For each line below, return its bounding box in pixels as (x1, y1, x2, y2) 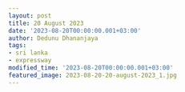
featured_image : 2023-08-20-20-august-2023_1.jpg (8, 71, 178, 79)
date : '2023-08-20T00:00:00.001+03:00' (8, 26, 142, 34)
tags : (8, 42, 26, 50)
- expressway (8, 57, 52, 65)
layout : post (8, 11, 52, 20)
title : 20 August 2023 (8, 19, 84, 27)
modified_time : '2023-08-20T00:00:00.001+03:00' (8, 64, 174, 72)
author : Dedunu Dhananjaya (8, 34, 99, 42)
